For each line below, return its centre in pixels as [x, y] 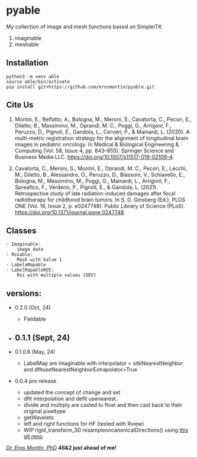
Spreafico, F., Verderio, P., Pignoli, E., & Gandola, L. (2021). [86, 187]
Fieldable [35, 319]
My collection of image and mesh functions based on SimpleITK [84, 27]
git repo [33, 436]
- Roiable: [20, 254]
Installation [27, 63]
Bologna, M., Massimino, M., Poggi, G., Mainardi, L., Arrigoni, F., [92, 181]
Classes [21, 231]
